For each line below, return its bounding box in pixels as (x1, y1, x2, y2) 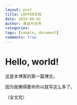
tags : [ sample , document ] (5, 30, 59, 35)
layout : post (5, 7, 32, 12)
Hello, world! (5, 56, 59, 67)
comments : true (5, 35, 37, 40)
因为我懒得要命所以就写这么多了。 (5, 84, 75, 90)
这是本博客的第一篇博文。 (5, 73, 58, 79)
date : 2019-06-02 (5, 16, 41, 21)
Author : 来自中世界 (5, 21, 42, 26)
